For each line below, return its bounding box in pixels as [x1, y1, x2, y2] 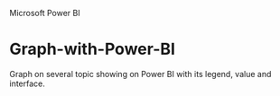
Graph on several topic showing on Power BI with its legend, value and [9, 68, 272, 79]
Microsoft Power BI [9, 8, 80, 18]
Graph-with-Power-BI [9, 39, 176, 59]
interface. [9, 78, 45, 89]
